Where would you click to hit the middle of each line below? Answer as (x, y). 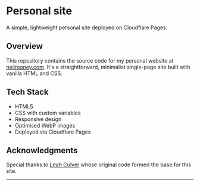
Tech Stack (27, 92)
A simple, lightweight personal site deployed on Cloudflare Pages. (87, 27)
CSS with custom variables (48, 113)
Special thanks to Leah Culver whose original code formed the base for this (99, 165)
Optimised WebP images (45, 125)
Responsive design (38, 119)
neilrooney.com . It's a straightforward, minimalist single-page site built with (98, 67)
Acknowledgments (42, 150)
